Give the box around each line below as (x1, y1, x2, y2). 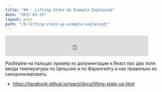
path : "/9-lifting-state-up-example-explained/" (5, 21, 110, 27)
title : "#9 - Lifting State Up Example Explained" (5, 7, 115, 13)
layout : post (5, 17, 33, 22)
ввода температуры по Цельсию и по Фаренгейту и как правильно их (5, 66, 157, 72)
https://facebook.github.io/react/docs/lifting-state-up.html (12, 81, 135, 87)
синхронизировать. (5, 71, 48, 77)
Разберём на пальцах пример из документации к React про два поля (5, 60, 156, 66)
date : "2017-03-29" (5, 12, 47, 17)
